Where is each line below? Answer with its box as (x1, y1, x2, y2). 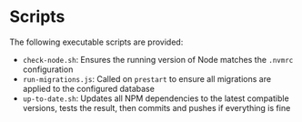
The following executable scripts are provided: (9, 36, 184, 47)
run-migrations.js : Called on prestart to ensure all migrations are (22, 73, 271, 84)
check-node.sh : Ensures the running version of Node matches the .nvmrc (22, 54, 294, 65)
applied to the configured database (22, 83, 155, 94)
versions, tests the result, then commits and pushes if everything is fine (22, 102, 291, 113)
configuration (22, 64, 74, 75)
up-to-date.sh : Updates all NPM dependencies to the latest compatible (22, 93, 289, 104)
